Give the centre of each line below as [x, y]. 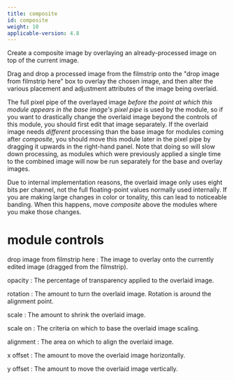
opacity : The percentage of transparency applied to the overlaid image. [111, 280]
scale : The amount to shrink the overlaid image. [76, 315]
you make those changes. [44, 212]
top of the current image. [43, 61]
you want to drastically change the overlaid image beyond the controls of [112, 117]
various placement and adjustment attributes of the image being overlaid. [113, 89]
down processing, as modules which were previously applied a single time [114, 154]
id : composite [28, 20]
